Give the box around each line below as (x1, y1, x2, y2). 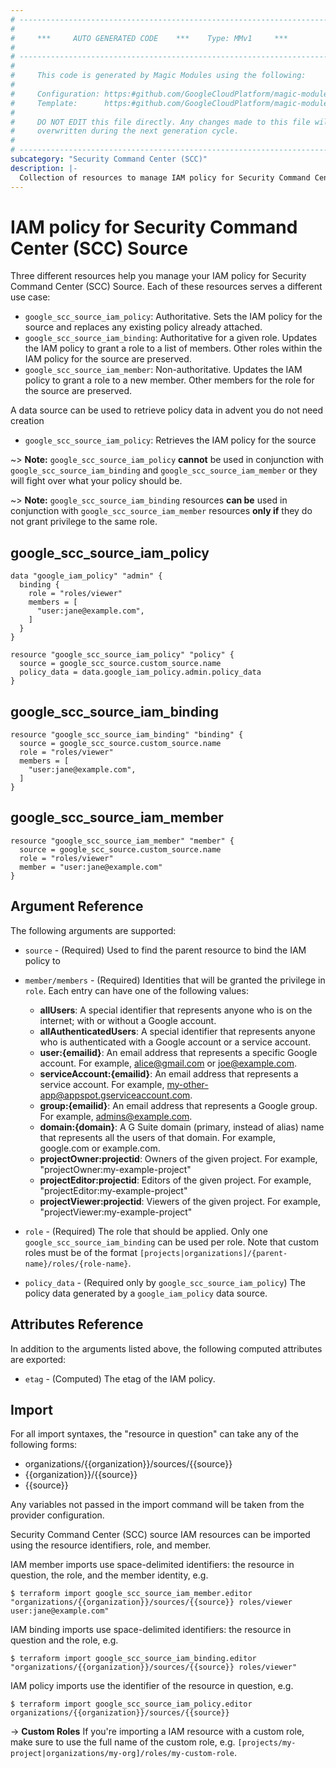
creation (10, 415, 45, 427)
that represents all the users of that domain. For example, (39, 1131, 276, 1143)
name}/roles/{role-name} (24, 1259, 129, 1269)
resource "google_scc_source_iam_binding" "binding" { (10, 730, 244, 740)
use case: (10, 291, 51, 303)
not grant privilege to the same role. (10, 516, 158, 528)
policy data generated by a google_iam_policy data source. (24, 1287, 268, 1299)
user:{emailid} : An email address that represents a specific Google (39, 1046, 318, 1058)
